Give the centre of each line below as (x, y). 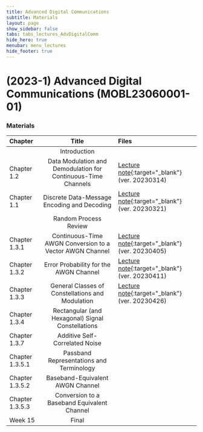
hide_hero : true (27, 40)
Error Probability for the (77, 265)
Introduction (77, 152)
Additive (69, 336)
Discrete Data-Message (77, 198)
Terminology (77, 368)
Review (77, 226)
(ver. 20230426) (142, 301)
